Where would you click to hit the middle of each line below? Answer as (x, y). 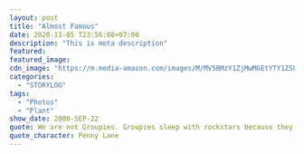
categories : (32, 77)
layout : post (34, 18)
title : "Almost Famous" (54, 26)
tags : (19, 93)
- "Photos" (38, 102)
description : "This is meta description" (89, 43)
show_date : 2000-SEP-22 (54, 119)
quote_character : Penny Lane (64, 136)
